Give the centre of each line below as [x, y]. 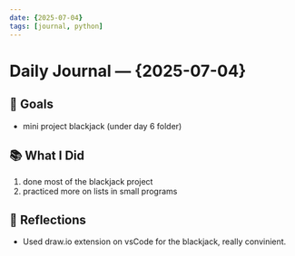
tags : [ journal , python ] [56, 26]
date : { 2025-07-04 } [46, 18]
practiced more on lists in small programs [100, 192]
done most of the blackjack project [88, 182]
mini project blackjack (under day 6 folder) [102, 126]
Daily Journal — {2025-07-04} [128, 71]
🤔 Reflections [48, 219]
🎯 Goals [32, 104]
